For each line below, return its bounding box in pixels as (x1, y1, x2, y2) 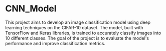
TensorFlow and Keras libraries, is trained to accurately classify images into (5, 30, 161, 36)
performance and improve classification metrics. (5, 40, 105, 46)
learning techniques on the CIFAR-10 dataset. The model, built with (5, 24, 143, 30)
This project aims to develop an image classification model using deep (5, 19, 151, 25)
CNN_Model (5, 3, 57, 14)
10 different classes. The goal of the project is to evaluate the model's (5, 35, 149, 41)
